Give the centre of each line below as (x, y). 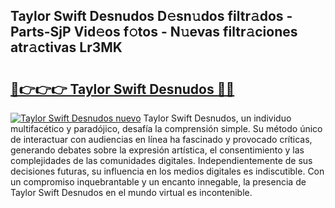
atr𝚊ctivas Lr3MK (66, 47)
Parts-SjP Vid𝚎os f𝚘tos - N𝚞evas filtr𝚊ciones (154, 32)
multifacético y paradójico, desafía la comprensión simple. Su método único (166, 128)
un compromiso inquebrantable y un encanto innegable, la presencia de (158, 182)
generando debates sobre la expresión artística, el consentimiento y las (157, 150)
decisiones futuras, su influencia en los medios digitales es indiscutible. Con (167, 171)
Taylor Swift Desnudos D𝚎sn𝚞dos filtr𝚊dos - (151, 16)
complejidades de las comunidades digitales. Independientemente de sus (161, 160)
